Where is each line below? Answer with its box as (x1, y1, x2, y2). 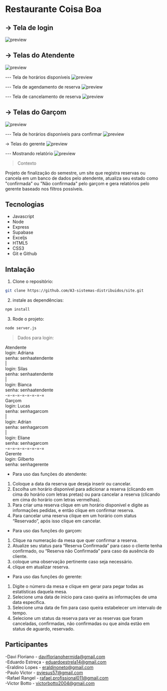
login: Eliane (5, 434, 30, 441)
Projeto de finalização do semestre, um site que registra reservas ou (5, 170, 146, 176)
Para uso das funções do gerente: (12, 573, 82, 579)
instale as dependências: (12, 297, 64, 303)
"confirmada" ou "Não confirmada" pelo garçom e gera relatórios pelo (5, 180, 150, 186)
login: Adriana (5, 349, 34, 356)
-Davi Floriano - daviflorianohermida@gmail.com (5, 653, 106, 659)
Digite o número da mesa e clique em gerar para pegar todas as (12, 583, 144, 589)
